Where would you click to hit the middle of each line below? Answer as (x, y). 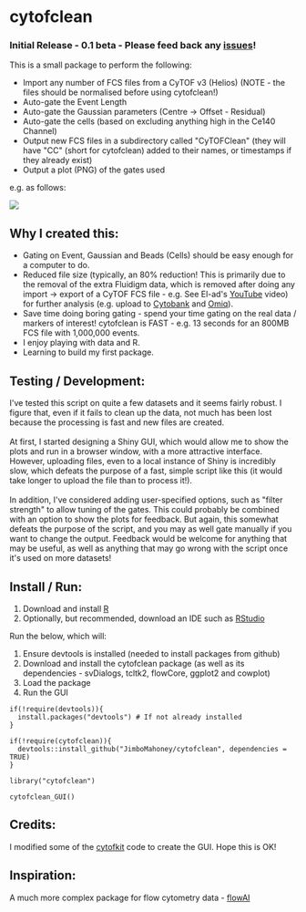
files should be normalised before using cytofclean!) (120, 92)
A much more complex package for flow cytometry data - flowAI (130, 897)
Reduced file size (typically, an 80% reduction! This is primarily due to (154, 275)
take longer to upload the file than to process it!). (101, 481)
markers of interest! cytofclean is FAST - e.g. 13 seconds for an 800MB (156, 323)
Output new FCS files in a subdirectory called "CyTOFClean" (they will (154, 141)
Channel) (40, 131)
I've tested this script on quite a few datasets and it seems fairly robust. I (146, 403)
